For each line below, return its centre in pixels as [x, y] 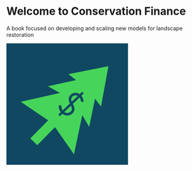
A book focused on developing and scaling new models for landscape [94, 28]
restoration [20, 34]
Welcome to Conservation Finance [96, 11]
